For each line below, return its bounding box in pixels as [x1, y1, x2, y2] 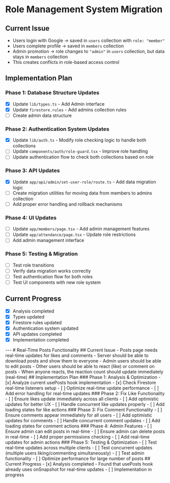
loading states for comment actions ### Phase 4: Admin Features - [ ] [5, 423, 152, 429]
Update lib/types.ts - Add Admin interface [12, 101, 105, 107]
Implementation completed [12, 337, 69, 343]
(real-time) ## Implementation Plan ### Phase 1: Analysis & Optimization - [5, 374, 161, 380]
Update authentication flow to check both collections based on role [12, 154, 154, 160]
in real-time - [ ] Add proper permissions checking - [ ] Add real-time [5, 434, 150, 440]
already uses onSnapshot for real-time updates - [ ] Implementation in [5, 466, 152, 473]
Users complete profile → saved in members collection [12, 43, 124, 49]
